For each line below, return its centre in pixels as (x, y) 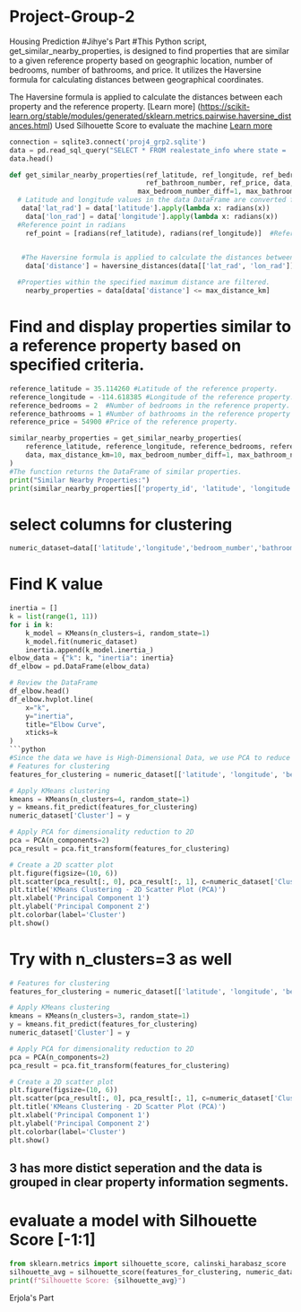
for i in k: (31, 625)
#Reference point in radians (72, 225)
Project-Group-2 (72, 17)
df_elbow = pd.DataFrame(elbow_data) (80, 667)
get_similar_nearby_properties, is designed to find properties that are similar (149, 50)
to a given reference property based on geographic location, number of (141, 60)
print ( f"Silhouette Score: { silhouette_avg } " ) (98, 1281)
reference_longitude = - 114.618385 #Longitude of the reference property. (152, 397)
